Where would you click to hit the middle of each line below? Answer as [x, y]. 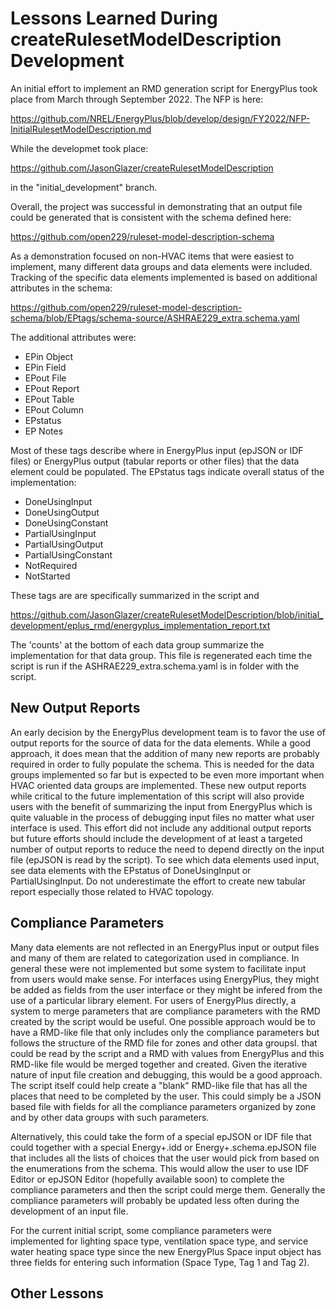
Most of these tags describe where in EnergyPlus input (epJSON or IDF [157, 450]
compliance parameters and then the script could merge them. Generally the [168, 1189]
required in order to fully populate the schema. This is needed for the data [162, 764]
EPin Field [45, 367]
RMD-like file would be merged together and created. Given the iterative [159, 1064]
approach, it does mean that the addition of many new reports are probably [165, 753]
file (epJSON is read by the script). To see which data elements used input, [165, 859]
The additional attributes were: [73, 337]
